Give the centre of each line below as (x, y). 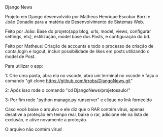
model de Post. (20, 56)
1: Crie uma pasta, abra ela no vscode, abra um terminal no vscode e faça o (82, 75)
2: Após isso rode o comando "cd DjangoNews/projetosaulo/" (68, 90)
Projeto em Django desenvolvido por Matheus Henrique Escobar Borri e (78, 16)
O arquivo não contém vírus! (34, 129)
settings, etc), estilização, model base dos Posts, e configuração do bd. (78, 37)
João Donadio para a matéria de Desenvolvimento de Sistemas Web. (75, 22)
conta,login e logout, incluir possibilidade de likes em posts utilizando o (77, 51)
